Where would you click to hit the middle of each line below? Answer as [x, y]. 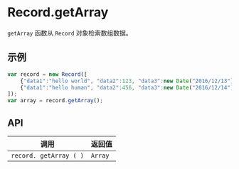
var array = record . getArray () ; [55, 101]
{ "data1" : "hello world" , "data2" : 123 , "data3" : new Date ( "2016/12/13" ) [127, 81]
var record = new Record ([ [47, 74]
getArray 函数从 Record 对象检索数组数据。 [70, 33]
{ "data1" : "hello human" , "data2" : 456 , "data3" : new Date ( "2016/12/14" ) [127, 87]
